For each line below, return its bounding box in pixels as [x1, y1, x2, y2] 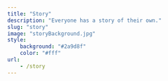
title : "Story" [7, 10, 52, 18]
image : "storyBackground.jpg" [7, 30, 96, 37]
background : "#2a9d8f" [20, 43, 86, 50]
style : [7, 37, 27, 44]
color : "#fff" [20, 50, 61, 57]
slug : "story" [7, 23, 49, 30]
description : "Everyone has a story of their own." [7, 17, 162, 24]
